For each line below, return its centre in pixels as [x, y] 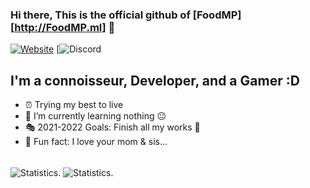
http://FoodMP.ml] [60, 27]
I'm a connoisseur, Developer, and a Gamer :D [155, 80]
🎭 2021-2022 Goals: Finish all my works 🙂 [112, 127]
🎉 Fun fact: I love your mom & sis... [96, 142]
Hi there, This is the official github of [100, 15]
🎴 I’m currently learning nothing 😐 [95, 116]
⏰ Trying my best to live [74, 105]
